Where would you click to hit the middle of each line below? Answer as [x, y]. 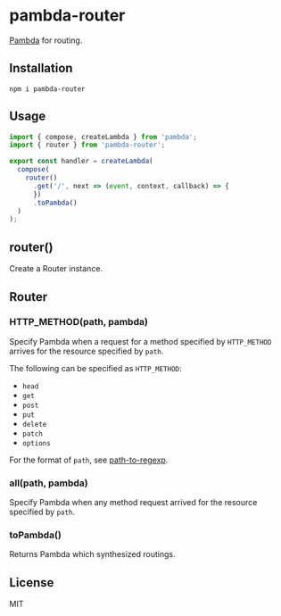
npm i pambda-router [48, 89]
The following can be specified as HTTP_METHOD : [95, 368]
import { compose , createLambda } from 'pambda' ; [103, 137]
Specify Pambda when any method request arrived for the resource [133, 503]
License [32, 583]
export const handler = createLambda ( [81, 162]
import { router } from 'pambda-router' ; [87, 145]
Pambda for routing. [46, 40]
